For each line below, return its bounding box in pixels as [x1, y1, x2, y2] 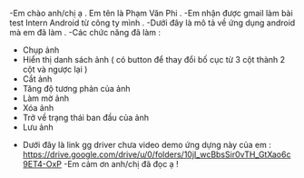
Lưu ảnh [22, 122, 54, 133]
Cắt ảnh [22, 74, 53, 84]
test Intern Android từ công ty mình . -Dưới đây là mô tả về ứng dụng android [9, 17, 296, 28]
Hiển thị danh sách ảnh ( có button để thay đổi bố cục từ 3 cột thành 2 [22, 54, 286, 64]
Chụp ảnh [22, 44, 60, 55]
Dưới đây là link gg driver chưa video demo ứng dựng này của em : [22, 140, 272, 150]
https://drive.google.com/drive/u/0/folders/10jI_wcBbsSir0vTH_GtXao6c [22, 149, 291, 160]
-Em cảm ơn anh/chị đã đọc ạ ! [63, 159, 179, 169]
